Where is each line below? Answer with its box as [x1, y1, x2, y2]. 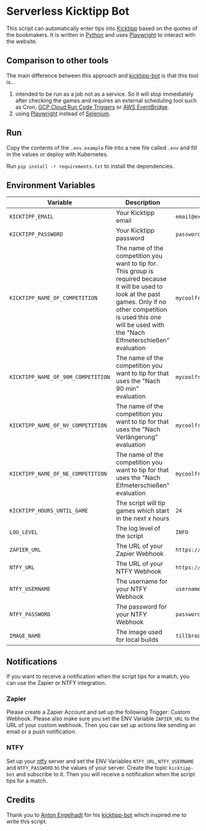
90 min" [115, 384, 139, 393]
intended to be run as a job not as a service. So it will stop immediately [15, 90, 194, 98]
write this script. [6, 817, 47, 825]
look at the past [115, 290, 161, 298]
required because [115, 275, 167, 283]
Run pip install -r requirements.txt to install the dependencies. [6, 162, 175, 170]
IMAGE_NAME [9, 633, 41, 639]
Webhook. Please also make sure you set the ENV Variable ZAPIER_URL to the [6, 715, 199, 722]
